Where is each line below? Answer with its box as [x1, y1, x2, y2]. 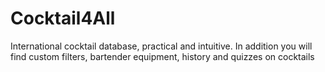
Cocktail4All [10, 7, 116, 30]
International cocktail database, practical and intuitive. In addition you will [10, 40, 313, 52]
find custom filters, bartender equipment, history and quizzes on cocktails [10, 50, 315, 62]
